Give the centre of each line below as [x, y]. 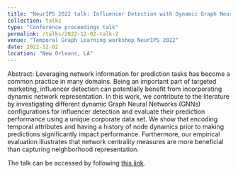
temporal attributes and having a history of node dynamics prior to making [116, 126]
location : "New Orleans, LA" [50, 54]
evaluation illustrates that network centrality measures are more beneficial [115, 141]
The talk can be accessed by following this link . [76, 163]
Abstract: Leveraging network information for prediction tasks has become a [119, 74]
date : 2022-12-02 [33, 47]
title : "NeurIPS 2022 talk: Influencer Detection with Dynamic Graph [112, 14]
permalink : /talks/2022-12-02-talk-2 [63, 34]
